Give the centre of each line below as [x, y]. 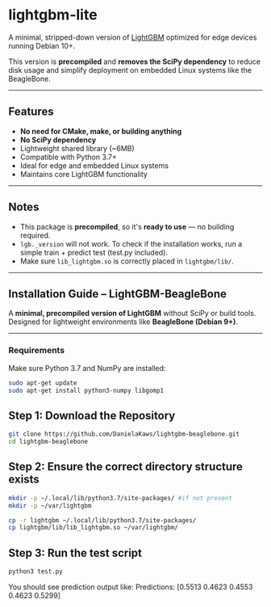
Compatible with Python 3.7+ [68, 157]
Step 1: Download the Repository [92, 415]
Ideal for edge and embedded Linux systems [94, 165]
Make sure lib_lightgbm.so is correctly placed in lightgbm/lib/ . [127, 261]
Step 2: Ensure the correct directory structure [126, 467]
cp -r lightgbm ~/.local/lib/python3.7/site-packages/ [102, 520]
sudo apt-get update [43, 383]
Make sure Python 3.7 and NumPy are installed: [87, 368]
